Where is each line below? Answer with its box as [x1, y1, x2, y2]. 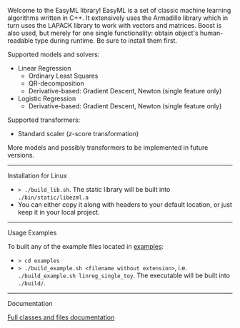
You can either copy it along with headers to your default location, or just [17, 200, 232, 209]
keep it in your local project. [17, 208, 100, 216]
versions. [7, 151, 34, 159]
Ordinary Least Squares [28, 71, 99, 80]
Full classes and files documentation [7, 313, 115, 322]
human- [199, 29, 224, 37]
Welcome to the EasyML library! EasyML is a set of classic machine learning [7, 6, 231, 14]
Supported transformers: [7, 116, 81, 124]
